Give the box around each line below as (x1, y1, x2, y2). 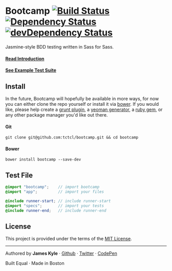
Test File (5, 171, 33, 179)
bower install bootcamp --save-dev (5, 157, 81, 162)
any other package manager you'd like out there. (5, 111, 108, 118)
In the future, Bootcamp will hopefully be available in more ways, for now (5, 95, 159, 102)
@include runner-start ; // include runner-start (5, 198, 111, 204)
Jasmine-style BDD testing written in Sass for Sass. (5, 43, 114, 50)
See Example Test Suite (5, 67, 56, 74)
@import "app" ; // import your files (5, 189, 104, 194)
